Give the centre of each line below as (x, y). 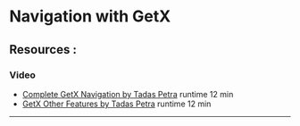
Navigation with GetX (90, 17)
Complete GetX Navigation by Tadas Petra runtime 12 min (128, 94)
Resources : (43, 50)
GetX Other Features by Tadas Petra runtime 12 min (117, 104)
